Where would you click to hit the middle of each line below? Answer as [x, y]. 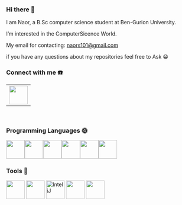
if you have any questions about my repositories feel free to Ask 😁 [87, 57]
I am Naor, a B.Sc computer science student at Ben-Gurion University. [91, 23]
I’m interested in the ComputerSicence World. [61, 34]
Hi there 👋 [21, 9]
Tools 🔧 [17, 171]
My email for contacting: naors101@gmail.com [62, 45]
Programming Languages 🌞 [47, 130]
